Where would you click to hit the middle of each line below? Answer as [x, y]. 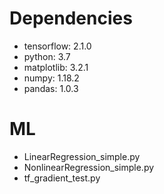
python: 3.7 [47, 56]
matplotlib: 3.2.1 [56, 67]
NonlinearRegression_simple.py [89, 167]
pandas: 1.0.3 [51, 88]
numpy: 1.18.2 [51, 78]
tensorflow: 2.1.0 [57, 46]
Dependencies [71, 18]
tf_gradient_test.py [62, 178]
